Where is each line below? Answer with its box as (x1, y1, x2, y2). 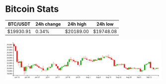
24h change (35, 21, 61, 27)
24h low (96, 21, 114, 27)
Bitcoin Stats (5, 3, 59, 15)
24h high (67, 21, 87, 27)
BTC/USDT (8, 21, 31, 27)
